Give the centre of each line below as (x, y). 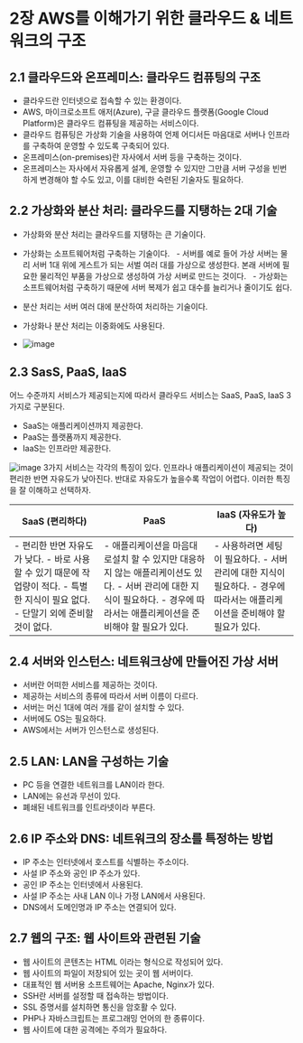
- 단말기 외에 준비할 (54, 613)
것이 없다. (33, 627)
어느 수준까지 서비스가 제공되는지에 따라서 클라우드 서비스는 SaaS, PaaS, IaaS (147, 395)
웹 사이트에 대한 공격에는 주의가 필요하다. (95, 1029)
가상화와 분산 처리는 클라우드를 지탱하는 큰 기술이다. (114, 234)
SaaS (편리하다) (55, 521)
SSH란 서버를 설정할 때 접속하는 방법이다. (95, 995)
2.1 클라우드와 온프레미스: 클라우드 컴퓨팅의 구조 (135, 77)
